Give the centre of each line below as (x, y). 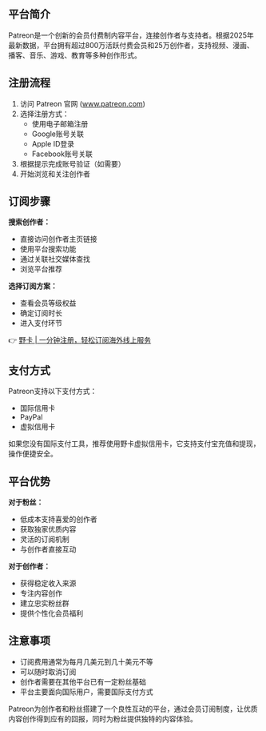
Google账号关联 (58, 134)
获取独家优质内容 (48, 529)
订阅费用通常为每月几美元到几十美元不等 (86, 661)
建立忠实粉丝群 (44, 604)
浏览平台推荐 (41, 269)
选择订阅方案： (33, 286)
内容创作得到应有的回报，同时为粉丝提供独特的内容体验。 (103, 718)
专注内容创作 (41, 593)
